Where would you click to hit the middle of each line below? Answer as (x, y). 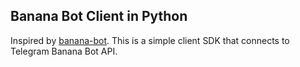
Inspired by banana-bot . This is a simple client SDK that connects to (150, 40)
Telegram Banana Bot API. (64, 51)
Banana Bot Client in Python (99, 16)
